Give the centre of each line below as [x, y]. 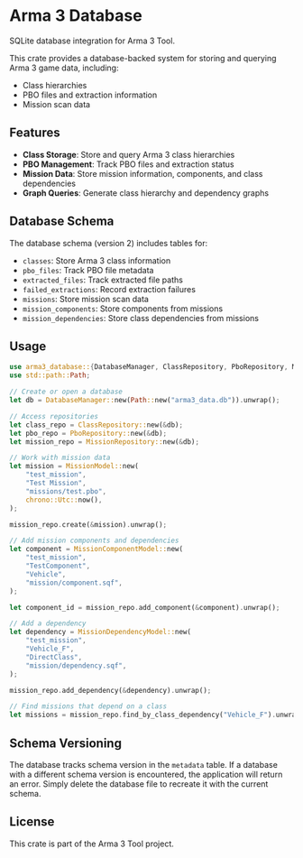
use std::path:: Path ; [50, 375]
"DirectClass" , [54, 657]
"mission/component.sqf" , [74, 583]
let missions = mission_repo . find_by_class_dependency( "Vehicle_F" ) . [143, 715]
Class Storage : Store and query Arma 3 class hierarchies [129, 154]
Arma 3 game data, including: [64, 68]
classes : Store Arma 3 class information [96, 260]
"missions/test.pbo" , [66, 491]
